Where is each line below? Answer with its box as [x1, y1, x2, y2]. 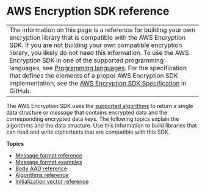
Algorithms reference [15, 171, 69, 178]
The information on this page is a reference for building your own [9, 26, 196, 34]
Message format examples [15, 158, 82, 165]
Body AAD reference [15, 165, 68, 172]
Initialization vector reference [15, 178, 89, 185]
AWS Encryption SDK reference [6, 4, 170, 18]
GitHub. [9, 87, 32, 95]
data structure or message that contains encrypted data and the [6, 109, 168, 116]
